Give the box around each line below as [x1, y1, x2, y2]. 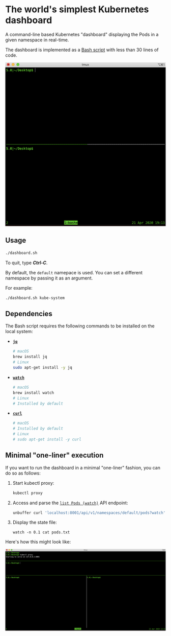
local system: [5, 328, 33, 335]
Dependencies [5, 310, 52, 318]
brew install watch [12, 390, 54, 395]
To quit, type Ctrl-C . [5, 260, 48, 266]
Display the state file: [12, 520, 57, 526]
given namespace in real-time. [5, 37, 69, 43]
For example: [5, 285, 33, 291]
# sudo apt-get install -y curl [12, 437, 81, 442]
